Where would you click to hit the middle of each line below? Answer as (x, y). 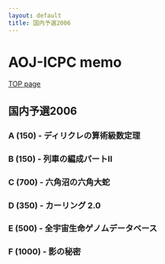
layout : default (35, 15)
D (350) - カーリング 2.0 (54, 205)
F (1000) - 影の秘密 (45, 252)
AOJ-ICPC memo (65, 62)
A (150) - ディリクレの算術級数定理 (74, 136)
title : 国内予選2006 (39, 23)
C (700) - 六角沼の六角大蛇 (59, 182)
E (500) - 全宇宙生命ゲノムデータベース (83, 228)
